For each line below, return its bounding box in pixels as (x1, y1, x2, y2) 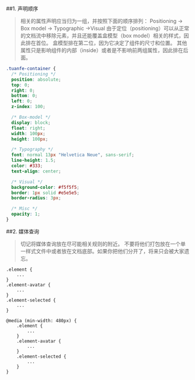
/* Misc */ (11, 206, 38, 212)
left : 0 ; (11, 98, 33, 104)
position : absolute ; (11, 77, 61, 82)
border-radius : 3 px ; (11, 195, 61, 201)
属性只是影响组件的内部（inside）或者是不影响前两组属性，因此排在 (20, 47, 183, 54)
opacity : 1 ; (11, 211, 41, 217)
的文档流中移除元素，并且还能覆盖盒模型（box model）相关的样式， (20, 32, 184, 39)
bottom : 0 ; (11, 93, 38, 99)
